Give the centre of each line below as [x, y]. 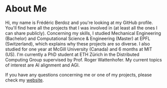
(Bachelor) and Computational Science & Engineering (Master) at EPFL [78, 38]
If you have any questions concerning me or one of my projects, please [78, 74]
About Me [26, 9]
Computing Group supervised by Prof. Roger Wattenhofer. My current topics [84, 59]
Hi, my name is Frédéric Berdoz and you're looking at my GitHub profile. [79, 22]
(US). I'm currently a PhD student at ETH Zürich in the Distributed [72, 54]
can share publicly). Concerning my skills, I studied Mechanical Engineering [83, 33]
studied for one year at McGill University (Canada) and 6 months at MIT [79, 49]
